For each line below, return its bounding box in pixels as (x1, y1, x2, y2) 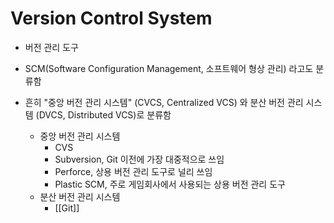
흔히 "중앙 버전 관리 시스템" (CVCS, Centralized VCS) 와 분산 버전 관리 (24, 96, 304, 108)
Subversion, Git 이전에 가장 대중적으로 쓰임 (54, 153, 225, 165)
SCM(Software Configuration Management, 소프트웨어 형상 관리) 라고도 (24, 62, 314, 74)
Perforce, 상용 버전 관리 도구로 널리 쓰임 (54, 165, 213, 177)
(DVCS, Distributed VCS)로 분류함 (35, 108, 172, 121)
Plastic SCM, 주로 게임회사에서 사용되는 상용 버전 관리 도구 (54, 178, 286, 190)
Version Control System (10, 7, 213, 30)
